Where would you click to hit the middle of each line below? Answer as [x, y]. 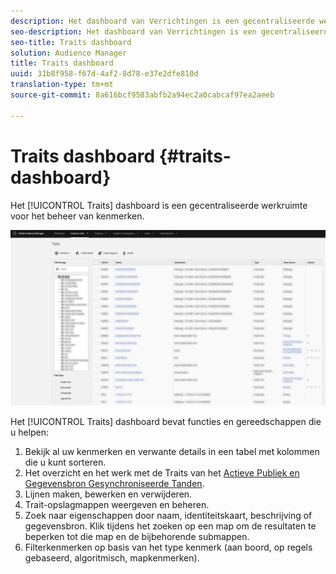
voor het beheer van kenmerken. [77, 216]
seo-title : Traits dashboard [71, 42]
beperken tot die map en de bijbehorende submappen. [137, 537]
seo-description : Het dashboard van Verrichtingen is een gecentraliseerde [171, 31]
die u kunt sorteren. [65, 462]
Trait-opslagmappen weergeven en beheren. [117, 505]
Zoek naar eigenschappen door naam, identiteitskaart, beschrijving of [168, 516]
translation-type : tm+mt [62, 85]
